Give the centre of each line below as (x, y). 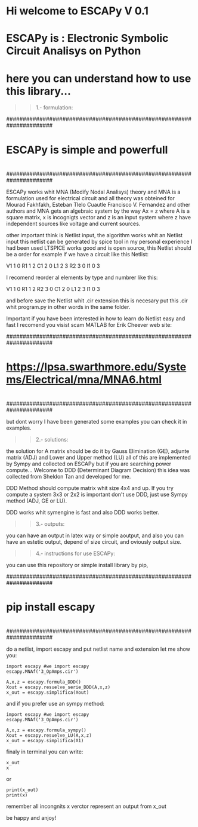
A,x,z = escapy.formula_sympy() (46, 730)
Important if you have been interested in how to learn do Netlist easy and (96, 318)
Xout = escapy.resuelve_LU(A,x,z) (49, 736)
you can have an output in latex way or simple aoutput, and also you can (95, 535)
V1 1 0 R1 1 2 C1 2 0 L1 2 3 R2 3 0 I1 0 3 (53, 266)
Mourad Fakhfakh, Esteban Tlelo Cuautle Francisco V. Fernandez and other (98, 204)
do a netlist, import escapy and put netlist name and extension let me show (98, 649)
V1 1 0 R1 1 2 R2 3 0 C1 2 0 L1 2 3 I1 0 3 (53, 289)
